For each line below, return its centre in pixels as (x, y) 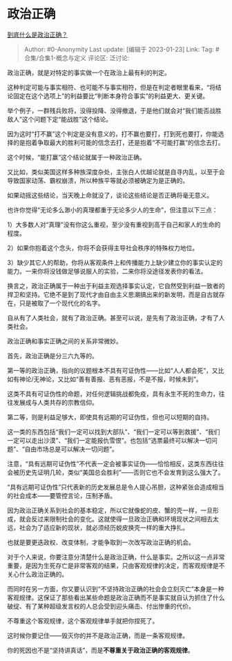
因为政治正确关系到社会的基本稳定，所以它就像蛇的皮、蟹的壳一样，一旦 (110, 510)
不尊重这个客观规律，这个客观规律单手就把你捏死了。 (83, 621)
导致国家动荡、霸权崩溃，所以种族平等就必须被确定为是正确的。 (98, 180)
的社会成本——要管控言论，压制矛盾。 (61, 495)
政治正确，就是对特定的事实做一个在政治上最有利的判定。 (89, 73)
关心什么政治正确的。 (37, 574)
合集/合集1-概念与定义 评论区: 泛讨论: (77, 58)
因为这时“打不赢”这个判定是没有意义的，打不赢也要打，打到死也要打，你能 (113, 134)
